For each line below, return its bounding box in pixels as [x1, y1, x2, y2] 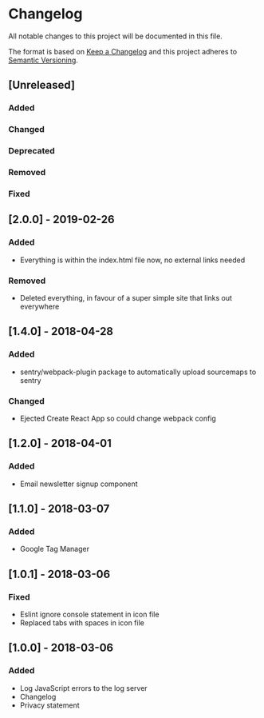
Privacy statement [19, 700, 80, 710]
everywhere [19, 301, 60, 311]
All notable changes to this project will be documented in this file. [8, 31, 223, 41]
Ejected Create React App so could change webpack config [19, 413, 217, 423]
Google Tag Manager [19, 544, 90, 554]
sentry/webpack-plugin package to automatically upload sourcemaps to [19, 367, 257, 377]
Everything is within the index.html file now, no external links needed [19, 255, 246, 265]
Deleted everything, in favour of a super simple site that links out [19, 293, 233, 302]
